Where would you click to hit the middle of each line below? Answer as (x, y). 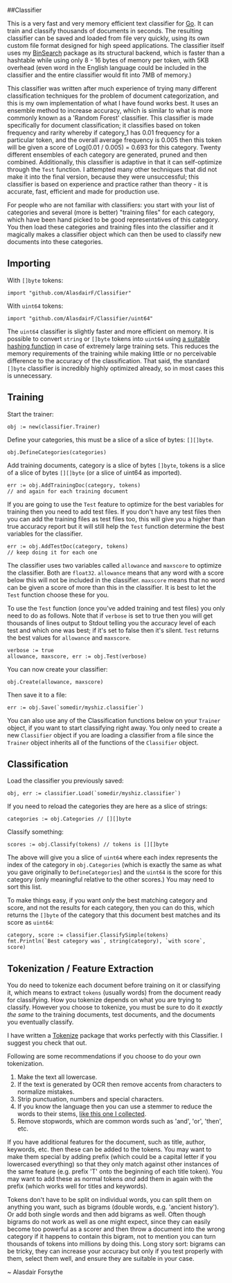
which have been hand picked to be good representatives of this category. (114, 220)
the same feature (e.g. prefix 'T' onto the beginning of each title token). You (115, 1171)
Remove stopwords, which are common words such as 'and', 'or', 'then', (120, 1121)
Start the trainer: (30, 414)
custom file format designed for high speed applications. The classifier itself (116, 45)
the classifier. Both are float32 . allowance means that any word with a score (115, 573)
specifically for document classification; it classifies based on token (104, 125)
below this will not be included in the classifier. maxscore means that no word (116, 580)
